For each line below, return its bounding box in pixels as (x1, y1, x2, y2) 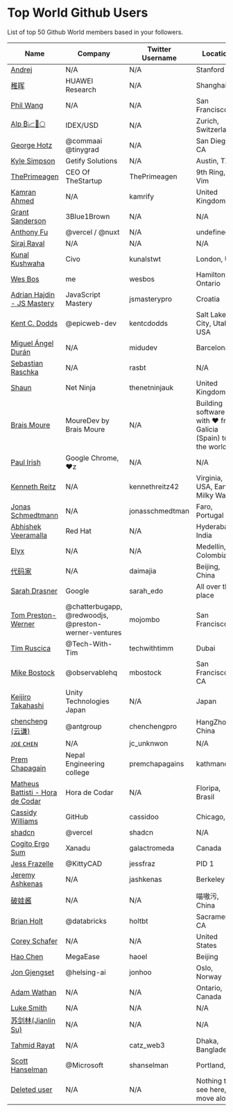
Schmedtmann (10, 510, 59, 520)
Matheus (10, 778, 40, 788)
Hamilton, (196, 270, 227, 279)
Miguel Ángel (10, 338, 54, 348)
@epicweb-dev (65, 318, 116, 328)
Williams (10, 816, 38, 826)
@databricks (65, 916, 107, 926)
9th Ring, (196, 167, 225, 177)
